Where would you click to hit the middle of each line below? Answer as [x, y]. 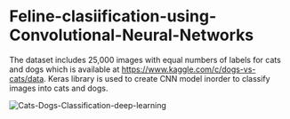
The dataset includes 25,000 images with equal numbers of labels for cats [145, 59]
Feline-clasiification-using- [113, 16]
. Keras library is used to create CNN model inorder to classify [157, 78]
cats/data [27, 78]
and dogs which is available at [64, 69]
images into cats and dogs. [59, 88]
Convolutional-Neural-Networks [132, 35]
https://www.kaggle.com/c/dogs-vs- [189, 69]
